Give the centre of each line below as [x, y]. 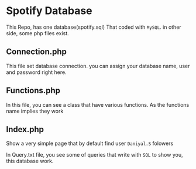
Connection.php [37, 52]
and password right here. [36, 72]
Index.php [25, 129]
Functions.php [33, 91]
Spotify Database [49, 11]
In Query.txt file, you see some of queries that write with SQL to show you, [94, 155]
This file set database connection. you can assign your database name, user [98, 66]
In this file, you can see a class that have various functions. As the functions [98, 104]
